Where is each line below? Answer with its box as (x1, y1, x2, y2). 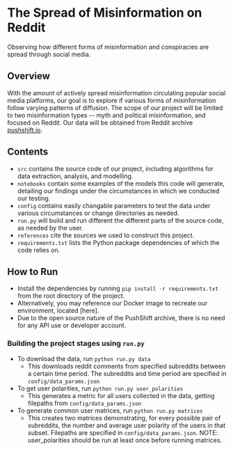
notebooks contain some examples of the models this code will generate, (17, 179, 225, 187)
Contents (7, 146, 49, 158)
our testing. (17, 193, 51, 203)
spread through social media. (7, 50, 91, 58)
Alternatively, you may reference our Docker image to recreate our (17, 299, 208, 308)
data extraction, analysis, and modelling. (17, 172, 134, 180)
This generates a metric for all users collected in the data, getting (27, 391, 215, 399)
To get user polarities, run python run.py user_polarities (17, 384, 184, 393)
